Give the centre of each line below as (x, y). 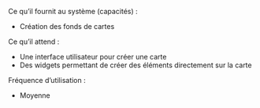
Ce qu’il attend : (34, 41)
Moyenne (35, 95)
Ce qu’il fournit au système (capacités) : (73, 11)
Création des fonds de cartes (67, 26)
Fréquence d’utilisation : (47, 80)
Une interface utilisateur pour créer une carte (93, 57)
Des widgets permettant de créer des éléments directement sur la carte (136, 65)
